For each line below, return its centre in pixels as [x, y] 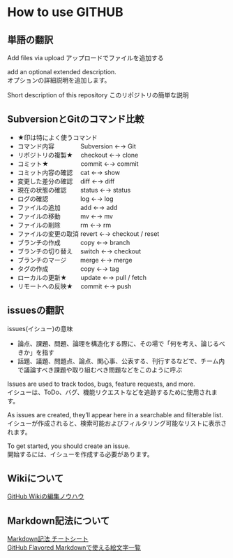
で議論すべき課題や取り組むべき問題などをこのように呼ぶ [100, 370]
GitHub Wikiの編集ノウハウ [46, 496]
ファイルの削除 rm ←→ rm [64, 225]
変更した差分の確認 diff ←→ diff [66, 181]
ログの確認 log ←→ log [65, 198]
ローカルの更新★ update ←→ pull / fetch [82, 277]
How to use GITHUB [65, 12]
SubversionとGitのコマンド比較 [76, 119]
